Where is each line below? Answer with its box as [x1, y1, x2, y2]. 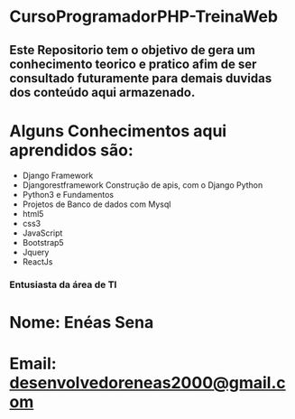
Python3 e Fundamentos [22, 189, 115, 200]
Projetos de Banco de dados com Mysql [22, 199, 171, 209]
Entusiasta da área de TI [9, 278, 117, 291]
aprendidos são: [9, 140, 134, 160]
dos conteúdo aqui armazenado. [9, 84, 196, 100]
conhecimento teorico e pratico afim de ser [9, 56, 257, 71]
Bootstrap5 [22, 237, 65, 247]
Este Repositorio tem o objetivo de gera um [9, 42, 255, 58]
